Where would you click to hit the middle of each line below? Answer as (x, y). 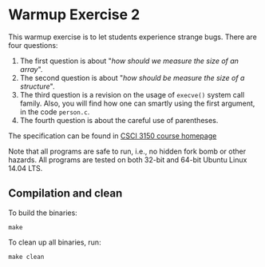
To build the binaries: (43, 213)
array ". (31, 69)
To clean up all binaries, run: (55, 242)
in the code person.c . (55, 112)
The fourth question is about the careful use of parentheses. (119, 120)
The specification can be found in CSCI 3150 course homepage (113, 135)
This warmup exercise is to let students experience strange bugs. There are (132, 37)
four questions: (33, 45)
